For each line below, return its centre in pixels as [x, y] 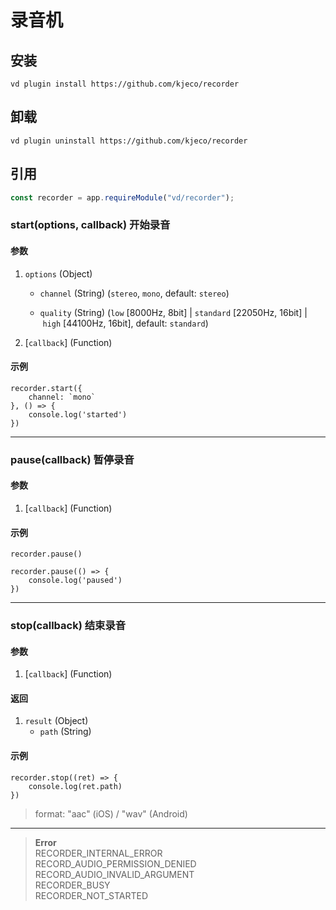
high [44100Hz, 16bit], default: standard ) [125, 323]
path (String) [65, 732]
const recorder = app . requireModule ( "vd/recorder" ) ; [122, 197]
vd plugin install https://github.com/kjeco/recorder [125, 84]
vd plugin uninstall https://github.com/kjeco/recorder [129, 141]
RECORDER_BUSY [72, 885]
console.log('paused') [75, 581]
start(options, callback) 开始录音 [90, 225]
